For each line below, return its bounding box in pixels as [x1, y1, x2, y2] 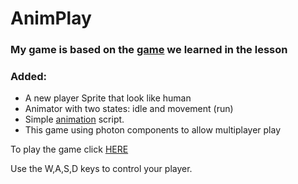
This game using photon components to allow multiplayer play [24, 124, 282, 136]
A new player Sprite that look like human [24, 92, 192, 104]
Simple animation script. [24, 113, 125, 126]
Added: [10, 70, 47, 84]
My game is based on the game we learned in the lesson [10, 43, 288, 57]
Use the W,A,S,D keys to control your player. [10, 163, 193, 175]
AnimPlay [10, 7, 92, 30]
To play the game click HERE [10, 143, 129, 156]
